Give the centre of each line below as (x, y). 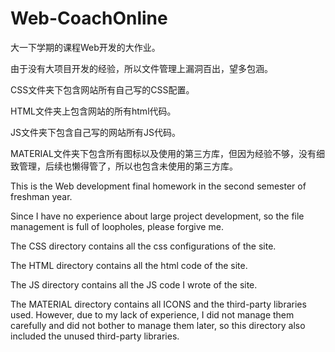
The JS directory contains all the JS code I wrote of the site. (134, 284)
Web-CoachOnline (89, 18)
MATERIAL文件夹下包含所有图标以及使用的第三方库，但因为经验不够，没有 (163, 153)
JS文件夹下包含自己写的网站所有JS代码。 (95, 132)
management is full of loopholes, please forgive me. (117, 226)
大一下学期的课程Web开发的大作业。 (85, 47)
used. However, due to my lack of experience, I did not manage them (152, 314)
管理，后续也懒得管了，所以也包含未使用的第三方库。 (128, 166)
